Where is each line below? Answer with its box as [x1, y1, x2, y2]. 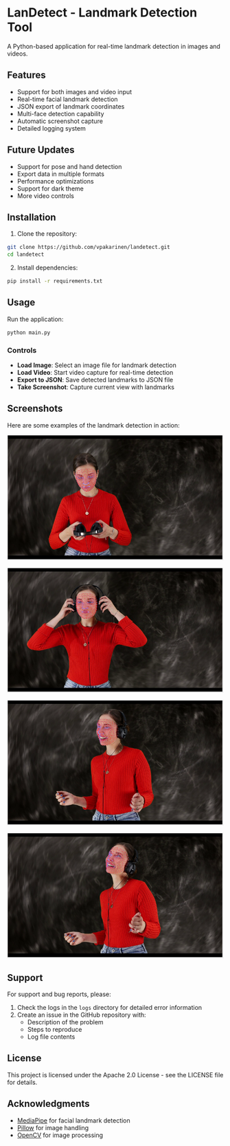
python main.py [7, 329, 51, 336]
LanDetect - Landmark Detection [7, 5, 198, 21]
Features [7, 69, 46, 81]
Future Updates [7, 144, 75, 156]
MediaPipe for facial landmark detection [16, 1116, 130, 1125]
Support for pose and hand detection [16, 162, 122, 170]
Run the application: [7, 315, 64, 323]
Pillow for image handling [16, 1123, 89, 1132]
